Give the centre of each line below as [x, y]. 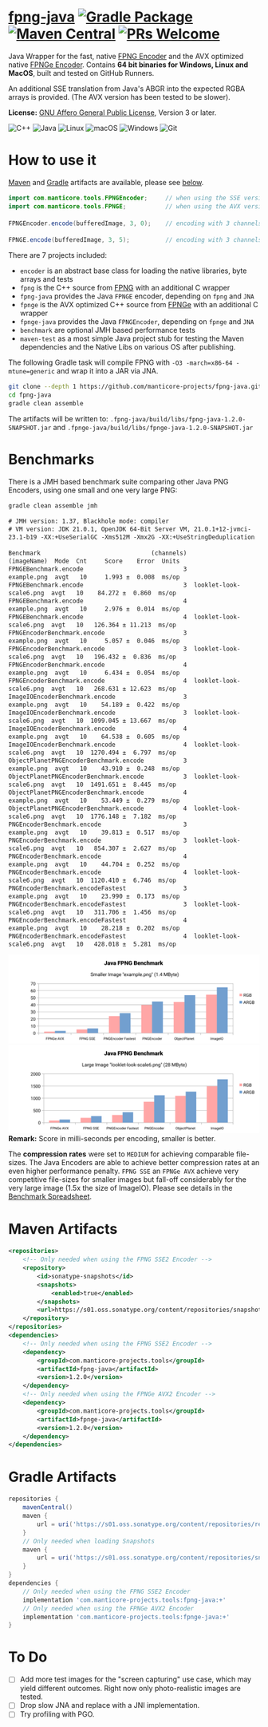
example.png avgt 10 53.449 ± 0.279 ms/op [94, 800]
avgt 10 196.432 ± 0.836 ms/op [114, 657]
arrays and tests [46, 279]
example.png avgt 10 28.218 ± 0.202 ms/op [94, 928]
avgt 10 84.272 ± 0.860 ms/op [114, 593]
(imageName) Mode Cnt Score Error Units [94, 561]
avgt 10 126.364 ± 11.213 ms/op [114, 625]
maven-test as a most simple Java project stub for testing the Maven [132, 338]
